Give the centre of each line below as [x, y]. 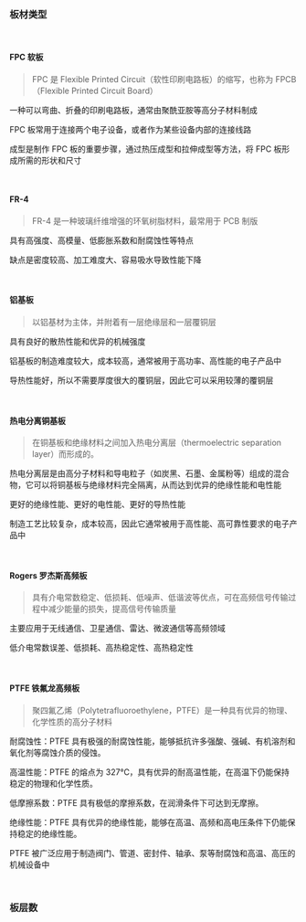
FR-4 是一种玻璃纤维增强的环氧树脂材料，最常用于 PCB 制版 [145, 220]
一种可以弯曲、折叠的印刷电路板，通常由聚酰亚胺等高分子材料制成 [133, 110]
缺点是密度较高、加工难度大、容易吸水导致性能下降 [106, 260]
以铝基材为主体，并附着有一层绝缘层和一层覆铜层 [124, 322]
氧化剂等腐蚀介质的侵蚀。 [58, 752]
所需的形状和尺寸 [49, 160]
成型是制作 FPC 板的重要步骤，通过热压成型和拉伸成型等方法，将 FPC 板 [146, 149]
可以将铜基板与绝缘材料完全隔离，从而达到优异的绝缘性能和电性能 [157, 485]
